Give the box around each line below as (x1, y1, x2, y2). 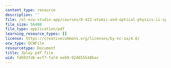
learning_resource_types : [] (5, 31, 67, 36)
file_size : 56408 (5, 21, 42, 27)
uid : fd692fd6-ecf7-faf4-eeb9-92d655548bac (5, 55, 99, 60)
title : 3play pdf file (5, 50, 53, 55)
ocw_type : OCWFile (5, 41, 44, 46)
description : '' (5, 12, 40, 17)
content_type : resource (5, 7, 56, 13)
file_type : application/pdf (5, 27, 65, 32)
